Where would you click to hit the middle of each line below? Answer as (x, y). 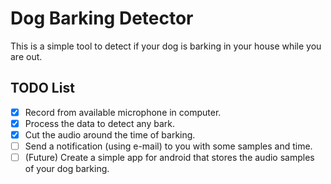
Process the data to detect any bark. (100, 123)
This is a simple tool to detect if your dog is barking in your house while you (166, 46)
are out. (26, 56)
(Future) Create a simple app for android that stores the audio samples (169, 157)
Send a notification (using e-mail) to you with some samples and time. (168, 146)
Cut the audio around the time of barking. (110, 134)
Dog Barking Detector (102, 18)
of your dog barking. (67, 169)
